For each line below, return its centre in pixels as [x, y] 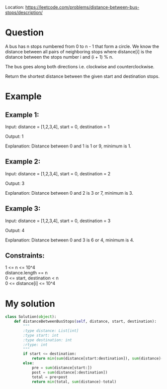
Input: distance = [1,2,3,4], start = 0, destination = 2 [58, 173]
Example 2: [23, 162]
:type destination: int [47, 340]
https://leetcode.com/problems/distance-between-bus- [82, 7]
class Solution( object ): [31, 317]
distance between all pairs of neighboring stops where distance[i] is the [79, 51]
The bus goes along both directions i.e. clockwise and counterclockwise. [80, 66]
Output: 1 [14, 136]
